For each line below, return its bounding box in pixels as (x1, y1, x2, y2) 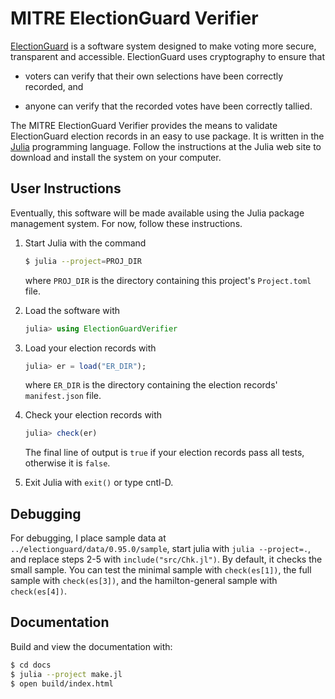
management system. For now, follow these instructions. (10, 217, 243, 229)
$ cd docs (10, 660, 52, 670)
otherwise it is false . (24, 457, 111, 469)
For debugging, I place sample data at (10, 532, 167, 544)
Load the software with (24, 304, 121, 316)
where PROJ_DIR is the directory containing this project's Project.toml (24, 274, 312, 286)
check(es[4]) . (10, 585, 67, 597)
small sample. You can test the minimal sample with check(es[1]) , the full (10, 564, 312, 576)
